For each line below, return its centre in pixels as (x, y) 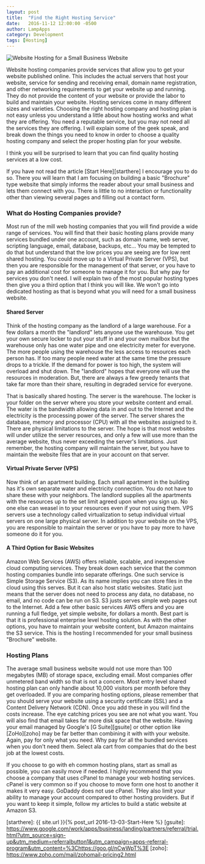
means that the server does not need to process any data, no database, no (100, 594)
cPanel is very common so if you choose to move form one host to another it (103, 785)
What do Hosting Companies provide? (64, 213)
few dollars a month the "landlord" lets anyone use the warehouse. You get (100, 332)
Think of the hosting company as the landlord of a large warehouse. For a (99, 325)
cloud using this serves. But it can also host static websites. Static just (95, 587)
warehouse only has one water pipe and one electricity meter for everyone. (101, 345)
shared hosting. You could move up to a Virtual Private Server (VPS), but (97, 259)
